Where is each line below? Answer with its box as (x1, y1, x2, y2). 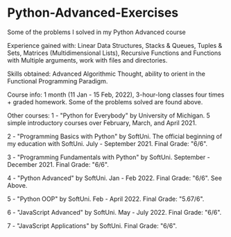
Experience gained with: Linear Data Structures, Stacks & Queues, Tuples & (7, 41, 223, 49)
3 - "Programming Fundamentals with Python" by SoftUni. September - (7, 153, 210, 161)
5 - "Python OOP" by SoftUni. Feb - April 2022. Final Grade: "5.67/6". (7, 195, 205, 203)
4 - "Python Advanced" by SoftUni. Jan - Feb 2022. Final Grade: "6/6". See (7, 174, 222, 182)
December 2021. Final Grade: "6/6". (7, 160, 109, 168)
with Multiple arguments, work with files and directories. (7, 56, 168, 64)
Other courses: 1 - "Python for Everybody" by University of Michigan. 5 (7, 111, 210, 120)
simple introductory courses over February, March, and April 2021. (7, 118, 197, 126)
